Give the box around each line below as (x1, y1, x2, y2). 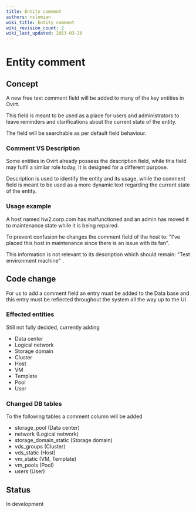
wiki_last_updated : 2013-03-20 (6, 30, 83, 36)
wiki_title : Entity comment (6, 19, 75, 25)
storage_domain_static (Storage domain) (14, 437, 113, 444)
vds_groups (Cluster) (14, 443, 66, 450)
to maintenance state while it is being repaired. (6, 222, 119, 229)
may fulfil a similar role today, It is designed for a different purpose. (6, 164, 168, 171)
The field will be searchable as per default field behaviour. (6, 130, 147, 137)
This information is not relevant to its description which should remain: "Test (6, 250, 191, 258)
